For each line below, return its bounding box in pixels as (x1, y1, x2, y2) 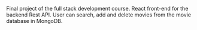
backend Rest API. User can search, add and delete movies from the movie (6, 11, 192, 18)
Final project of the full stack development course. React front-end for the (6, 5, 189, 12)
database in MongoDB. (6, 18, 63, 24)
